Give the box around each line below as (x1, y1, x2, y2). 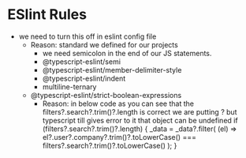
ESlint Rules (7, 6, 88, 24)
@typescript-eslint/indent (42, 73, 126, 83)
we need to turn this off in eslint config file (18, 32, 157, 41)
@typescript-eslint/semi (42, 57, 121, 66)
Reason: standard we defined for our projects (30, 39, 178, 49)
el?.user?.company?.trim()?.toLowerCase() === (42, 132, 196, 141)
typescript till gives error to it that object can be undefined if (42, 115, 238, 125)
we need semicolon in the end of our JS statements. (42, 48, 212, 58)
